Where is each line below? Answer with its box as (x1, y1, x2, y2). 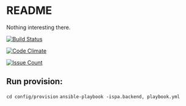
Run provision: (6, 76, 63, 87)
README (6, 4, 52, 18)
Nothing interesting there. (6, 24, 71, 31)
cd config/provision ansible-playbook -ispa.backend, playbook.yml (6, 93, 180, 100)
